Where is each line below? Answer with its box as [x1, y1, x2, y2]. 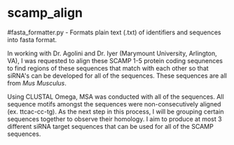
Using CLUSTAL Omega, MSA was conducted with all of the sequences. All [7, 92, 224, 101]
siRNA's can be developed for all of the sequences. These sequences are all [7, 71, 228, 80]
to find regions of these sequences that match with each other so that [7, 64, 209, 72]
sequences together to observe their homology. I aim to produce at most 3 [7, 114, 222, 123]
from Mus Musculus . [7, 78, 67, 87]
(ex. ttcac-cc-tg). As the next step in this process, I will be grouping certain [7, 107, 224, 116]
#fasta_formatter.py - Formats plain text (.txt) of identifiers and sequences [7, 28, 221, 36]
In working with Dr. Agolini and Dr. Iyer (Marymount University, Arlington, [7, 49, 217, 57]
